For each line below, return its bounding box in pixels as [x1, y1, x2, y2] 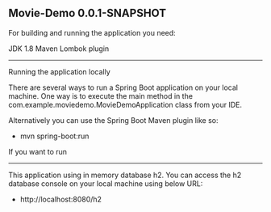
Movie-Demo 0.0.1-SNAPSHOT [8, 6, 167, 20]
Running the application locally [8, 66, 110, 76]
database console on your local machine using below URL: [8, 178, 203, 189]
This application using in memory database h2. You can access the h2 [8, 170, 242, 180]
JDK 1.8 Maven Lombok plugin [8, 44, 110, 53]
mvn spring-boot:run [19, 131, 90, 141]
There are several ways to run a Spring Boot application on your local [8, 83, 238, 92]
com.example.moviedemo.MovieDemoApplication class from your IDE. [8, 100, 243, 109]
